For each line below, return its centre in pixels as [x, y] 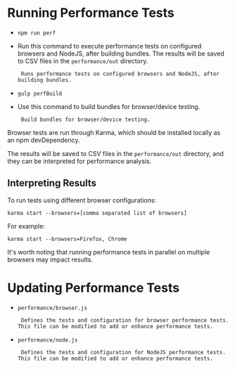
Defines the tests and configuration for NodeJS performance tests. [123, 352]
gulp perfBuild [40, 93]
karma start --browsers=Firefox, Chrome [68, 239]
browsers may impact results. [50, 259]
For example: [26, 226]
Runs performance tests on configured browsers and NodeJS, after [120, 74]
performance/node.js [47, 340]
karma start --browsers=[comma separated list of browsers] [97, 213]
